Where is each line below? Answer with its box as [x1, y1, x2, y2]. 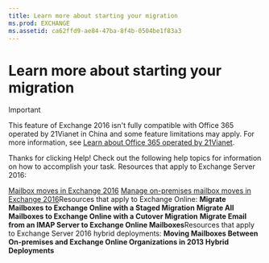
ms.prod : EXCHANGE [8, 19, 70, 27]
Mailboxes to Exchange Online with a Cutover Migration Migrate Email [8, 212, 247, 221]
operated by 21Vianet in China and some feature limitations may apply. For [8, 129, 255, 139]
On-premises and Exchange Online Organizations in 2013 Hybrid [8, 237, 230, 247]
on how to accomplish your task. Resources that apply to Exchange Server [8, 162, 256, 171]
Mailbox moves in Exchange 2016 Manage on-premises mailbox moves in [8, 186, 252, 195]
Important [8, 105, 41, 115]
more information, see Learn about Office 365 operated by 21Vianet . [8, 138, 235, 147]
